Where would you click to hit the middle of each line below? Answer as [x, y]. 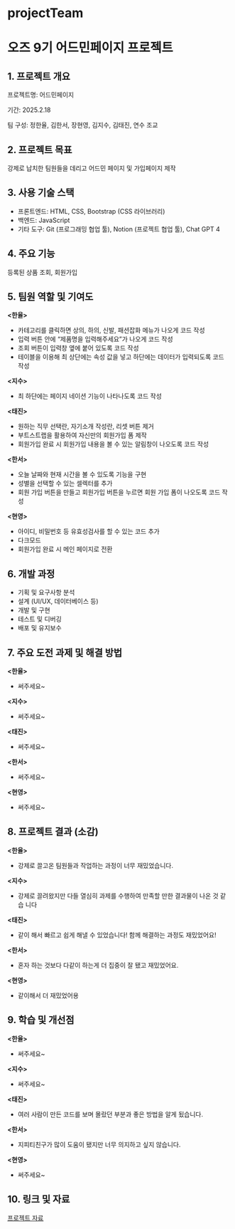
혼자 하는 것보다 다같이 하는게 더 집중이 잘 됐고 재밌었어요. [98, 965]
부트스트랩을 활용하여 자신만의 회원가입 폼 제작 [82, 435]
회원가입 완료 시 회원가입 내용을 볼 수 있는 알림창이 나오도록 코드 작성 [113, 444]
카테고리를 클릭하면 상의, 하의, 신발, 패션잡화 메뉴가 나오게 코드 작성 [111, 330]
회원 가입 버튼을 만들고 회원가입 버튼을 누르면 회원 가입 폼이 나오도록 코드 [119, 492]
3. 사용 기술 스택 [41, 193]
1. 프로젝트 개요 [39, 76]
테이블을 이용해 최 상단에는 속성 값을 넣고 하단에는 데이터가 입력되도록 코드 [121, 357]
